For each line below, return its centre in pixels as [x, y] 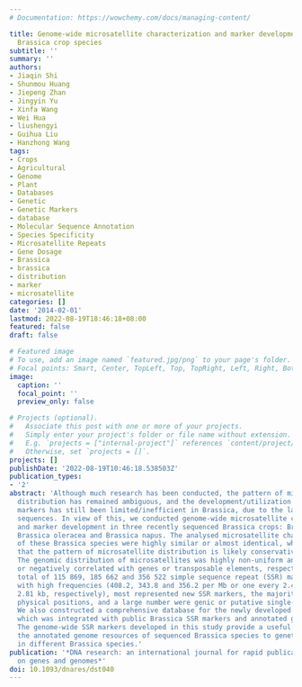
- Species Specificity [52, 235]
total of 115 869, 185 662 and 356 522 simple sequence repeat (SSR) [150, 577]
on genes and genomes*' [62, 661]
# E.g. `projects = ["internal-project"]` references [116, 443]
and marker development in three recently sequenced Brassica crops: [150, 527]
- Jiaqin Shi [34, 76]
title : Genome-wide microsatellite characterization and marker [132, 34]
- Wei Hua [28, 118]
